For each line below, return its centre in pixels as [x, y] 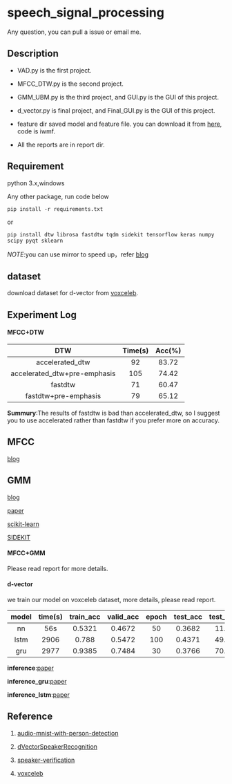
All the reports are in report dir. [61, 144]
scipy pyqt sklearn [35, 241]
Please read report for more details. [58, 568]
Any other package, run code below [58, 196]
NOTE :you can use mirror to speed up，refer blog [78, 254]
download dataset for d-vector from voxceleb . [73, 293]
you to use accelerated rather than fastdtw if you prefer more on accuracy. [113, 420]
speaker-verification [46, 760]
